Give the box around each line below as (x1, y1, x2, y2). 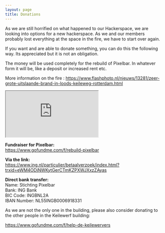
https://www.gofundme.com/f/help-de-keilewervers (5, 222, 111, 228)
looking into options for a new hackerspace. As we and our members (5, 31, 145, 37)
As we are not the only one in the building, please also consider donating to (5, 207, 158, 213)
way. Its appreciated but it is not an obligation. (5, 50, 99, 57)
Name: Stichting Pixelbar (5, 182, 55, 188)
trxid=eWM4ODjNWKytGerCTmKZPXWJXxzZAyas (5, 167, 107, 173)
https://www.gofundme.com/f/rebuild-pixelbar (5, 147, 99, 153)
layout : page (5, 7, 32, 12)
